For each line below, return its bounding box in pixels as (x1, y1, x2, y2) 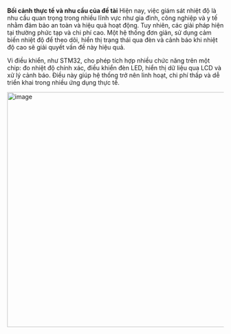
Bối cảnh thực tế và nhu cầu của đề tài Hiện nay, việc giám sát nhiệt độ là (7, 7, 217, 14)
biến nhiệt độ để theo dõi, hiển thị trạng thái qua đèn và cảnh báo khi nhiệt (7, 36, 218, 44)
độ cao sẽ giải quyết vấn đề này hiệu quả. (7, 43, 126, 51)
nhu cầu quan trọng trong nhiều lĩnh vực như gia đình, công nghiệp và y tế (7, 14, 218, 22)
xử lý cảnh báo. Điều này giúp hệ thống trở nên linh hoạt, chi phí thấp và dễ (7, 71, 220, 79)
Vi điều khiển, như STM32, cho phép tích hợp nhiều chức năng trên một (7, 56, 210, 65)
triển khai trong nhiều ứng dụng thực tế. (7, 79, 120, 86)
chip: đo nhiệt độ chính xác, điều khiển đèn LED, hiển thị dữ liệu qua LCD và (7, 64, 222, 72)
